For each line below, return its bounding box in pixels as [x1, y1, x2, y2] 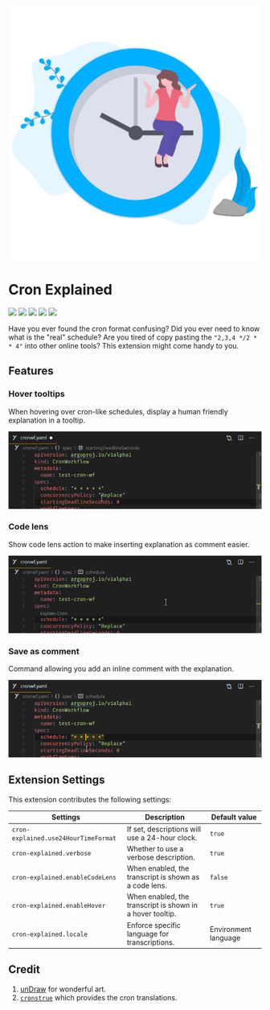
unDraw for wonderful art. [19, 984, 107, 994]
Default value [211, 812, 257, 822]
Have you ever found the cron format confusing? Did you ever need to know [8, 324, 260, 333]
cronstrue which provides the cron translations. [19, 992, 178, 1002]
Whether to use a [126, 843, 184, 853]
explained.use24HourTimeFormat [11, 834, 117, 843]
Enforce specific [126, 920, 181, 930]
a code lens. [126, 880, 167, 891]
